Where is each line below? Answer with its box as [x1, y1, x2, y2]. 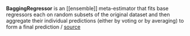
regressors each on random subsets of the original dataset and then [6, 11, 170, 18]
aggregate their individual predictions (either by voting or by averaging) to [6, 17, 184, 24]
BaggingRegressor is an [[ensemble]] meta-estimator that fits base [6, 5, 169, 12]
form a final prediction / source [6, 23, 81, 30]
